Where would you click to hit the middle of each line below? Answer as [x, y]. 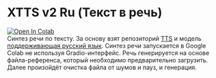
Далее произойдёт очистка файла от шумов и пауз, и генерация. [102, 67]
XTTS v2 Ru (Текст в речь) [85, 13]
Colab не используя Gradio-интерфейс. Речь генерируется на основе [108, 53]
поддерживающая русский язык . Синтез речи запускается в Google [107, 45]
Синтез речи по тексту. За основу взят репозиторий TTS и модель [104, 38]
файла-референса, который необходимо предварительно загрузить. [108, 60]
